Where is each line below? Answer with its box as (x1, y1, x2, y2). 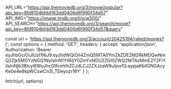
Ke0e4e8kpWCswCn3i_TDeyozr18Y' (5, 68, 82, 74)
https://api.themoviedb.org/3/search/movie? (37, 20, 131, 26)
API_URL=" (5, 5, 29, 10)
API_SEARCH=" (5, 20, 38, 26)
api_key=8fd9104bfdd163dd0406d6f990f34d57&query (5, 26, 121, 32)
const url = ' (5, 36, 31, 42)
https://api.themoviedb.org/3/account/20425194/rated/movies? (30, 36, 164, 42)
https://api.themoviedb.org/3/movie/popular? (28, 5, 123, 10)
